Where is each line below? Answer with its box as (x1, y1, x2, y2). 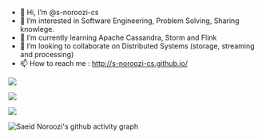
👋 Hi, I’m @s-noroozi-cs (19, 8, 99, 17)
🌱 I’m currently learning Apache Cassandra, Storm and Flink (19, 33, 217, 42)
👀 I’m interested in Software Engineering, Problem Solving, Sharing (19, 16, 240, 25)
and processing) (19, 50, 74, 59)
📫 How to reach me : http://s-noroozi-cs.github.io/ (19, 59, 189, 68)
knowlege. (19, 25, 54, 33)
